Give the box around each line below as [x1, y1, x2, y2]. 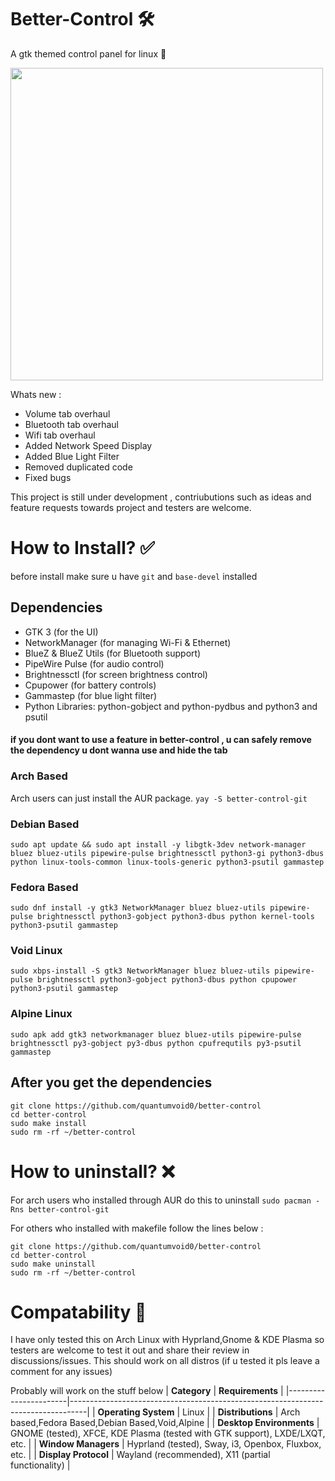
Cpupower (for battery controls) [24, 679, 157, 691]
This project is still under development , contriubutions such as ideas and [10, 491, 312, 503]
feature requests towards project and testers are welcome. [10, 501, 252, 513]
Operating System [97, 1406, 175, 1418]
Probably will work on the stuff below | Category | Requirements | [10, 1385, 284, 1397]
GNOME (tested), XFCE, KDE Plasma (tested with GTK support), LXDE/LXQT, [10, 1427, 326, 1440]
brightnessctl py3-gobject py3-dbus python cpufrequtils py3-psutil [10, 1038, 302, 1048]
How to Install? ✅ [10, 537, 155, 560]
